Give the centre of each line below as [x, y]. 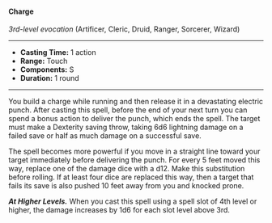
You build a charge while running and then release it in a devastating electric [136, 102]
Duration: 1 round [49, 78]
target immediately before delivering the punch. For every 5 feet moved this [134, 160]
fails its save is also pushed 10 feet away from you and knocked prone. [126, 186]
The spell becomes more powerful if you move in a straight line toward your [134, 151]
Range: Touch [44, 61]
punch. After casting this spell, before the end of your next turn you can [128, 110]
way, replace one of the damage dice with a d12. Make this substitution [127, 169]
